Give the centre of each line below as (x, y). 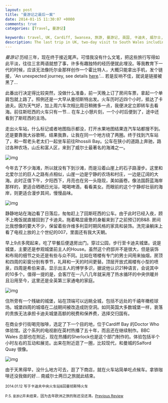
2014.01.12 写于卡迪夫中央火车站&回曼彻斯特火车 (47, 386)
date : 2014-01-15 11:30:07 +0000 (40, 19)
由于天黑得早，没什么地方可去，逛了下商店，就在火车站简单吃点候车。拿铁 (82, 369)
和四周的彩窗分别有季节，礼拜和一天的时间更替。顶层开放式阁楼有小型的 (79, 261)
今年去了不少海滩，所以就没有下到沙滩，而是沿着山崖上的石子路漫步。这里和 (84, 168)
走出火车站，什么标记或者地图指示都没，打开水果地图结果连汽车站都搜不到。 (84, 128)
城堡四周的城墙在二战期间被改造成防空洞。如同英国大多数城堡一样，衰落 (88, 307)
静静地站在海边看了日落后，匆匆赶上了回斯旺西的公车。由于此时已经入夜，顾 (84, 213)
